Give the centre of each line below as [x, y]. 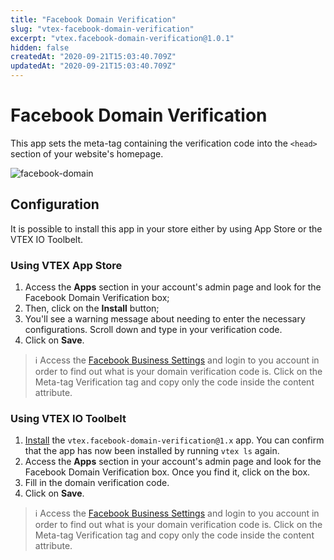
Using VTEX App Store [66, 265]
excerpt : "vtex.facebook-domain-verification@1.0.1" [122, 38]
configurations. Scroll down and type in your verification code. [153, 330]
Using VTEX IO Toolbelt [68, 418]
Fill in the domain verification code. [97, 483]
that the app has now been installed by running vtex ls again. [152, 451]
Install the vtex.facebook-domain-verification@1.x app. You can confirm [174, 440]
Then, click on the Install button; [92, 308]
